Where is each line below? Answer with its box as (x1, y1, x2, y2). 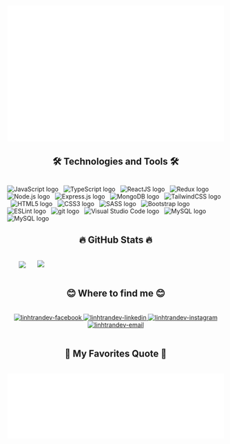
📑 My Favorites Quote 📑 (64, 348, 167, 359)
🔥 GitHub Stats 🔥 (79, 234, 153, 246)
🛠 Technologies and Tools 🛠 (52, 156, 179, 168)
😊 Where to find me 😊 (66, 287, 165, 299)
